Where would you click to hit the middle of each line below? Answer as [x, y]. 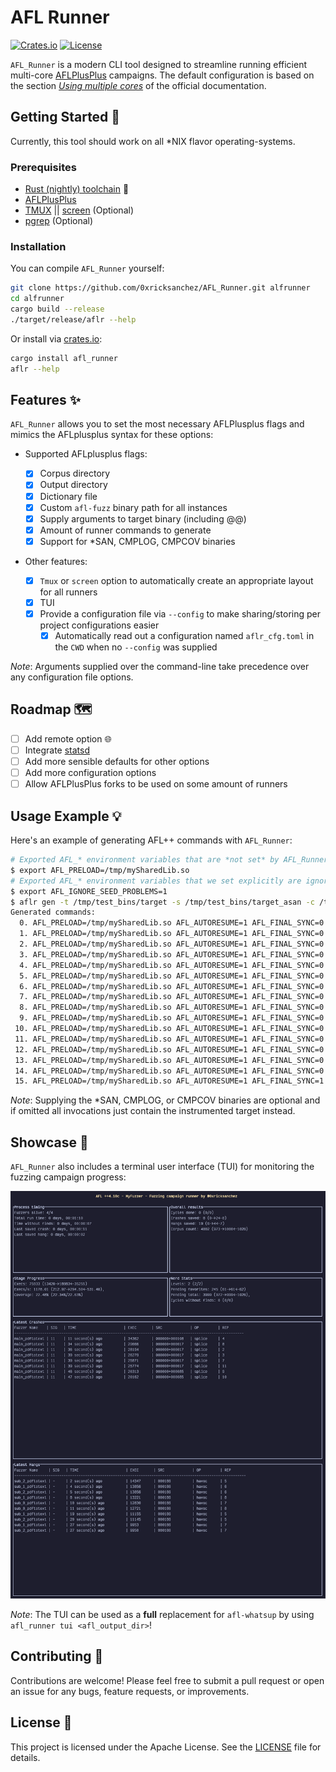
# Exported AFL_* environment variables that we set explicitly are [156, 881]
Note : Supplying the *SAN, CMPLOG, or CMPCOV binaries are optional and [165, 1100]
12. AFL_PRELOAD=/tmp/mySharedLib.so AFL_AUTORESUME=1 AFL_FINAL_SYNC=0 [169, 1049]
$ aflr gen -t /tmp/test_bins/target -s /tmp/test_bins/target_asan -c [162, 902]
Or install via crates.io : [56, 338]
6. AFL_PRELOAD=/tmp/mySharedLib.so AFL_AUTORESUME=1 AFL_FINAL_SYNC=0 [172, 986]
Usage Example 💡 [66, 816]
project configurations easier [99, 625]
